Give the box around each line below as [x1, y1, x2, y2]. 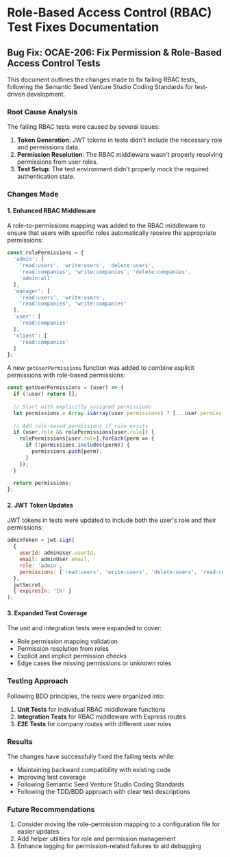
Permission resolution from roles [16, 645, 110, 653]
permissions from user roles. [16, 158, 99, 166]
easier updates [16, 828, 60, 836]
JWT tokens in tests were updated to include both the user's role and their [7, 516, 217, 525]
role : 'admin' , [19, 562, 63, 569]
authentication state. [16, 173, 75, 181]
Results [7, 736, 33, 746]
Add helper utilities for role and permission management [16, 834, 176, 843]
